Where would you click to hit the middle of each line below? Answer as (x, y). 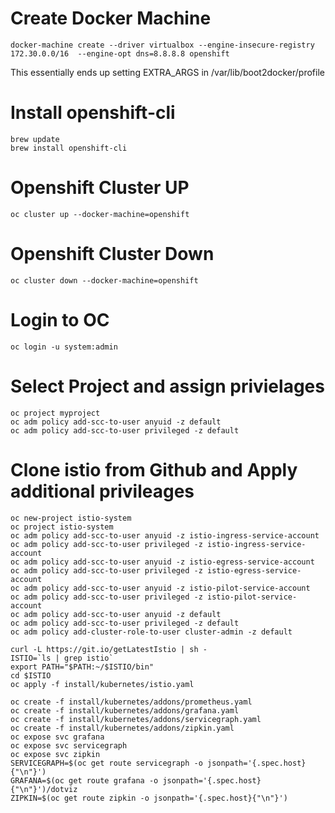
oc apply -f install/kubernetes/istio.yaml (102, 684)
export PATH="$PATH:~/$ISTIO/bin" (82, 667)
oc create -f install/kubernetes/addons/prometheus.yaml (131, 702)
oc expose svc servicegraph (69, 745)
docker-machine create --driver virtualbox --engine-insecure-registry (162, 45)
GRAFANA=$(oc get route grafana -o (84, 780)
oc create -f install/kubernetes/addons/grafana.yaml (125, 710)
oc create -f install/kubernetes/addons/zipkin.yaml (122, 728)
